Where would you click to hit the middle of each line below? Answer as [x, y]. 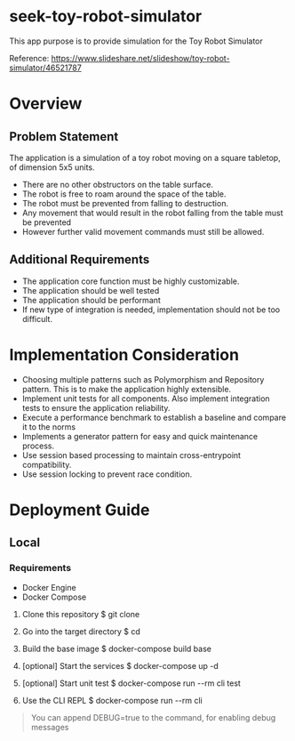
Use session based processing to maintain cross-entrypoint [132, 455]
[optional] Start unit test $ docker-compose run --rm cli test [132, 683]
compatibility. [47, 464]
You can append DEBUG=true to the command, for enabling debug [153, 717]
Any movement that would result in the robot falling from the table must [152, 213]
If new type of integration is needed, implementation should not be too [151, 310]
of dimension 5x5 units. [52, 167]
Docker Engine [49, 587]
